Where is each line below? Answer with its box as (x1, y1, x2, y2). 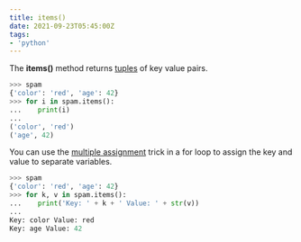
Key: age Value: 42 (9, 224, 83, 233)
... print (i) (9, 105, 70, 114)
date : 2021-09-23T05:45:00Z (9, 22, 115, 31)
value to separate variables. (9, 157, 113, 167)
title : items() (9, 13, 67, 22)
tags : (9, 30, 30, 39)
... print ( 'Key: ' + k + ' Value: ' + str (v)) (9, 199, 200, 208)
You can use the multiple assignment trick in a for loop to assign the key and (9, 147, 293, 157)
